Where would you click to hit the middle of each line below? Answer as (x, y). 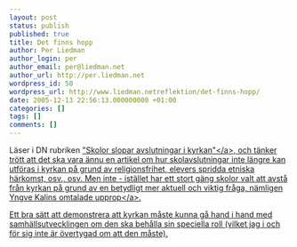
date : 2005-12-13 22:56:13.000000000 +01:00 (93, 100)
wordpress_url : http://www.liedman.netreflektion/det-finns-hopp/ (135, 92)
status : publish (39, 26)
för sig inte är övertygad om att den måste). (89, 233)
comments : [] (33, 125)
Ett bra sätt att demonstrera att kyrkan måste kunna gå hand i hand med (141, 215)
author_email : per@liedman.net (67, 68)
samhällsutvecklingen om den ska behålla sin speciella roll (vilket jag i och (145, 224)
